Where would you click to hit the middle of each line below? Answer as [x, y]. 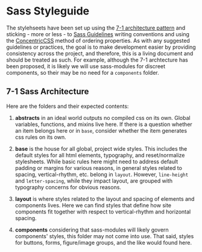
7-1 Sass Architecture [48, 92]
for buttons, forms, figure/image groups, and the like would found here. [103, 242]
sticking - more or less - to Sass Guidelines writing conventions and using [98, 34]
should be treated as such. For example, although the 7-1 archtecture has [97, 60]
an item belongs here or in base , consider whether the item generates [101, 130]
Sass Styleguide [48, 11]
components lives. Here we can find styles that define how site [93, 205]
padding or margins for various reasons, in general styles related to [99, 168]
